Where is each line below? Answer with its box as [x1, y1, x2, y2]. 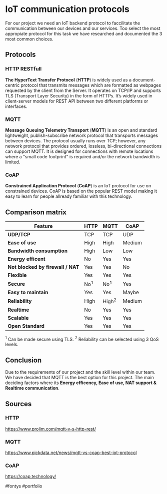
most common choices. [5, 36, 53, 42]
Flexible [7, 272, 27, 279]
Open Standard [7, 322, 45, 329]
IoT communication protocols [5, 3, 130, 15]
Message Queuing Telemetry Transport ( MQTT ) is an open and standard [5, 127, 157, 133]
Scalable [7, 314, 29, 321]
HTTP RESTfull [5, 65, 42, 72]
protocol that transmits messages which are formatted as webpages [20, 82, 161, 88]
